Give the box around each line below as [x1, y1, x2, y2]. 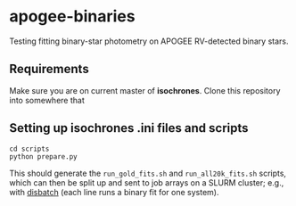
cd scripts [9, 144, 50, 153]
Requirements [9, 62, 89, 77]
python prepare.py [9, 152, 78, 161]
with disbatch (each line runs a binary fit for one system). [9, 186, 219, 197]
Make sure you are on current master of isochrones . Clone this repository [9, 85, 281, 95]
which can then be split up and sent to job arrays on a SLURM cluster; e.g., [9, 177, 284, 188]
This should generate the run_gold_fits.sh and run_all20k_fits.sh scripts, [9, 168, 287, 178]
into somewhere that [9, 95, 85, 105]
